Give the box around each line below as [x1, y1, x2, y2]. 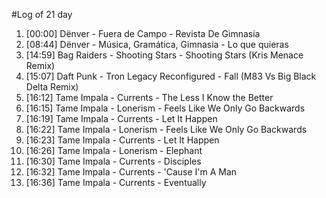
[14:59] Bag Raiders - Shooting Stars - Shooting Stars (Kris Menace [25, 49, 304, 61]
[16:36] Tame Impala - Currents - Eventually [25, 177, 207, 188]
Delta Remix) [25, 81, 79, 93]
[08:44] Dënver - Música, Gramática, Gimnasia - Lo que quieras [25, 39, 289, 50]
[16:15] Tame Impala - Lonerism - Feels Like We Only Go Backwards [25, 102, 306, 114]
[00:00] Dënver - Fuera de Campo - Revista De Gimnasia [25, 28, 261, 39]
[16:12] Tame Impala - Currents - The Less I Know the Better [25, 92, 274, 103]
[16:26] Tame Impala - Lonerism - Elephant [25, 145, 203, 156]
